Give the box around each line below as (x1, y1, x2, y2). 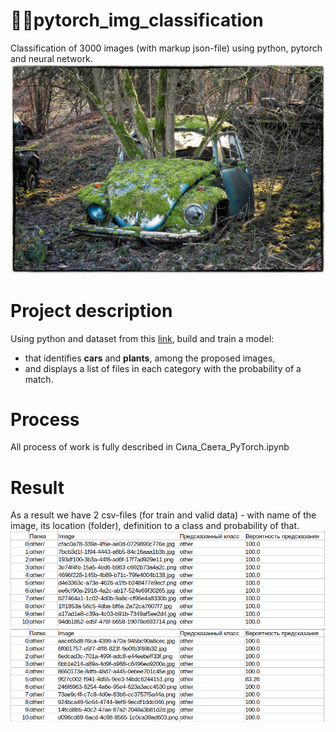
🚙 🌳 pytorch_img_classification (10, 9, 264, 32)
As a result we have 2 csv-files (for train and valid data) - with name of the (10, 509, 317, 521)
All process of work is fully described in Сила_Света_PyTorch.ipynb (10, 441, 290, 453)
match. (24, 373, 54, 385)
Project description (10, 299, 173, 322)
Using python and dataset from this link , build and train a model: (10, 332, 275, 344)
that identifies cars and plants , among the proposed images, (24, 352, 276, 364)
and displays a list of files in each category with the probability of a (24, 362, 302, 374)
